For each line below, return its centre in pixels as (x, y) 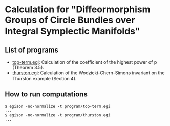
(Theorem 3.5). (28, 68)
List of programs (32, 50)
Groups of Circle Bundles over (70, 20)
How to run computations (46, 95)
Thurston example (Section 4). (44, 78)
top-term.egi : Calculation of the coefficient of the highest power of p (84, 62)
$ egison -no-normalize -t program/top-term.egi (58, 106)
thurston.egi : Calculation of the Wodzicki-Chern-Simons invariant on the (88, 73)
